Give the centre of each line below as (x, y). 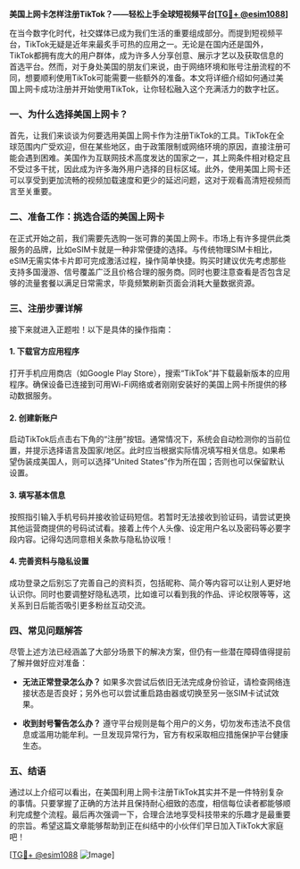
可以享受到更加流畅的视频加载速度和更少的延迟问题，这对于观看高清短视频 (146, 180)
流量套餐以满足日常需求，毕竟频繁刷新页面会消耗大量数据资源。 (142, 283)
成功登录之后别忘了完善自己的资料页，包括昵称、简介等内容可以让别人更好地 (150, 583)
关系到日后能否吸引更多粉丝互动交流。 (79, 605)
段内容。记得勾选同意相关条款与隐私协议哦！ (92, 539)
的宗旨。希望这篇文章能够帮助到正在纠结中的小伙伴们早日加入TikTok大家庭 (146, 826)
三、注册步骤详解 (46, 308)
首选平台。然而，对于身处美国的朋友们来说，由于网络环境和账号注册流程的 (146, 67)
